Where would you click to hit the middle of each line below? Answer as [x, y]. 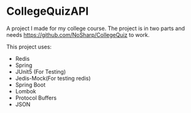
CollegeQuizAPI [48, 11]
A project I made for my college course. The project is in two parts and [96, 28]
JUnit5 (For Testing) [41, 71]
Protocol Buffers [36, 98]
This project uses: [29, 47]
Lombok [26, 91]
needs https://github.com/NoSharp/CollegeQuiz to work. [78, 34]
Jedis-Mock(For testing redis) [53, 78]
